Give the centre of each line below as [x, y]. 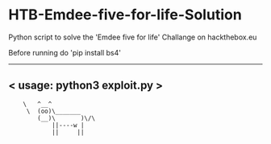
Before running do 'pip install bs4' [65, 52]
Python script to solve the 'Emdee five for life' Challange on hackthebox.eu [133, 37]
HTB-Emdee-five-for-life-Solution [125, 15]
